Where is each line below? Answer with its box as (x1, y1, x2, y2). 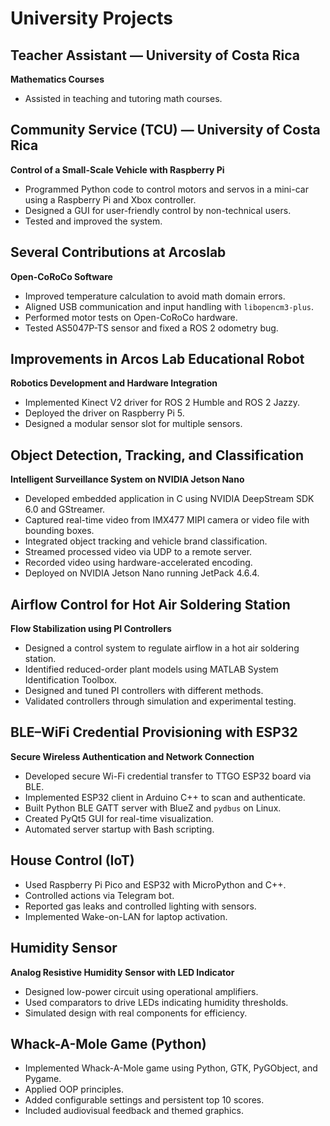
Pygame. (24, 1073, 62, 1085)
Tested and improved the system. (24, 215, 163, 227)
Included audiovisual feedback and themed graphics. (24, 1105, 244, 1117)
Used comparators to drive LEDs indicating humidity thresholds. (24, 996, 289, 1008)
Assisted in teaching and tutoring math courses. (24, 93, 223, 104)
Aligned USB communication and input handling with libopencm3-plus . (24, 300, 315, 312)
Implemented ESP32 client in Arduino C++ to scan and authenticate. (24, 791, 306, 803)
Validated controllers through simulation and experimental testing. (24, 695, 297, 707)
